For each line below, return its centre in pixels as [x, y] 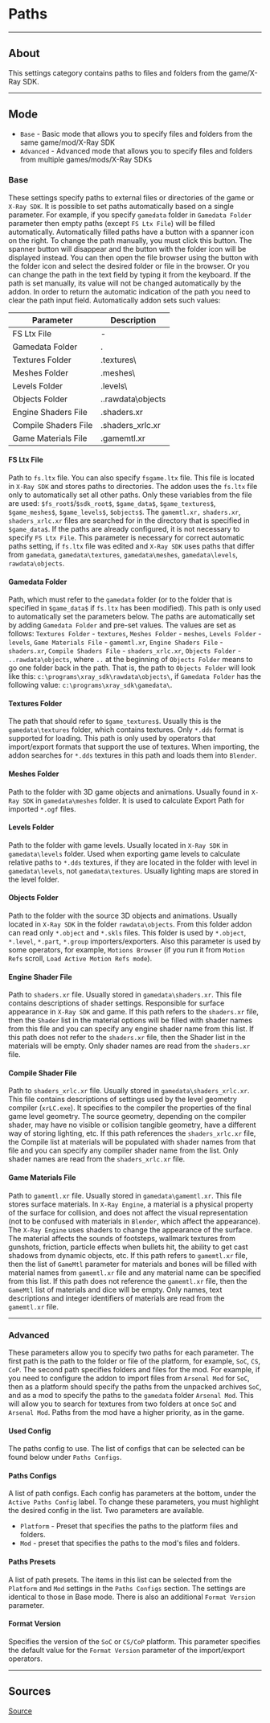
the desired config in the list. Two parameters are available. [106, 1511]
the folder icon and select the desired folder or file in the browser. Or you [129, 265]
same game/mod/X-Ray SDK [67, 142]
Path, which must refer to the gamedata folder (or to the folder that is [121, 599]
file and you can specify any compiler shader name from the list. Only [123, 1150]
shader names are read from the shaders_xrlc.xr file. [97, 1159]
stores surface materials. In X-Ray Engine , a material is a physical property [131, 1204]
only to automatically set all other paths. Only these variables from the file [130, 495]
